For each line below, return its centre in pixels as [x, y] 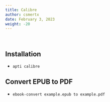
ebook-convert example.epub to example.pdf [59, 94]
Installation [23, 54]
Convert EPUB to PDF [39, 82]
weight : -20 [18, 24]
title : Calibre [21, 10]
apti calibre [26, 67]
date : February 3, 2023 [30, 19]
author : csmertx [22, 15]
